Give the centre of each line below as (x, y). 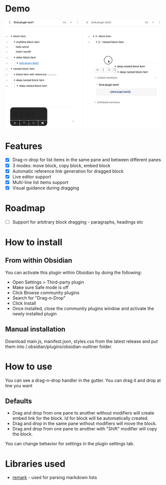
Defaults (19, 401)
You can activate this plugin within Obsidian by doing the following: (74, 272)
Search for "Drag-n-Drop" (39, 298)
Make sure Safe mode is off (40, 287)
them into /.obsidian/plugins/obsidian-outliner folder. (59, 346)
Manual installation (35, 330)
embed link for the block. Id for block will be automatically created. (80, 418)
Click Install (24, 303)
